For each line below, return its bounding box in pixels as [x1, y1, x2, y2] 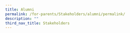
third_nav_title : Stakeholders [5, 20, 70, 26]
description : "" [5, 16, 39, 21]
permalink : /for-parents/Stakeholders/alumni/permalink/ [5, 12, 126, 16]
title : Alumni [5, 7, 35, 12]
